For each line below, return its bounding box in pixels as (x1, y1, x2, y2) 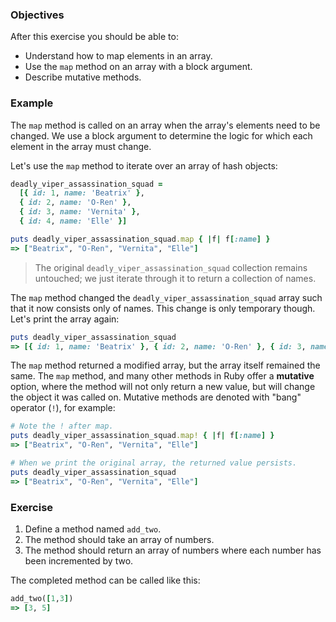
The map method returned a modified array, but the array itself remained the (10, 359, 321, 372)
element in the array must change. (10, 140, 152, 152)
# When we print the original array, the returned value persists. (10, 458, 298, 468)
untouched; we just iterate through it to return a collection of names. (34, 272, 317, 284)
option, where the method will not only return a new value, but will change (10, 381, 316, 393)
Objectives (10, 8, 65, 22)
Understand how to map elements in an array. (24, 50, 213, 62)
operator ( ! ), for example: (10, 402, 116, 414)
